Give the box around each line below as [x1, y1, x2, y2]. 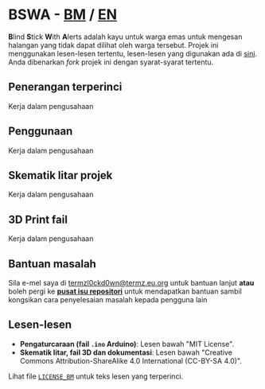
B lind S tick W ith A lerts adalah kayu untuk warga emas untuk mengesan [8, 32, 243, 41]
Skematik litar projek [8, 169, 113, 182]
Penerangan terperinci [8, 80, 123, 94]
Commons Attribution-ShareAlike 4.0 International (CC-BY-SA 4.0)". [19, 356, 243, 365]
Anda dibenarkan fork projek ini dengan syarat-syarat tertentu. [8, 57, 214, 67]
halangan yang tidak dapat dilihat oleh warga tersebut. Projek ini [8, 40, 219, 49]
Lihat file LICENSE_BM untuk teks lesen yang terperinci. [8, 371, 184, 381]
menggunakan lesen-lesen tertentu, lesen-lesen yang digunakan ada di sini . [8, 49, 257, 58]
